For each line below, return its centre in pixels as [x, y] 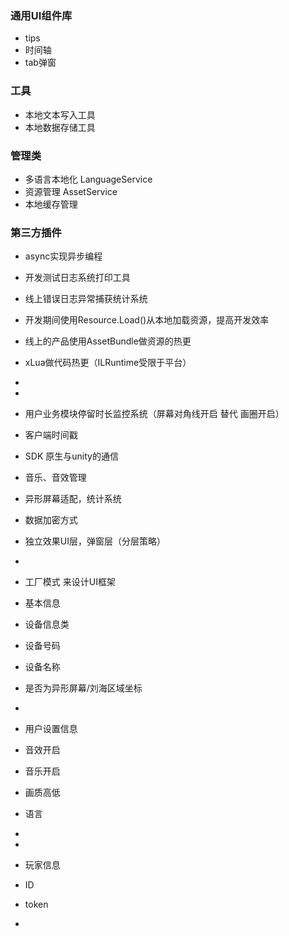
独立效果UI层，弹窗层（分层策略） [95, 541]
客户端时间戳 [51, 435]
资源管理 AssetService [71, 191]
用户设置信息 [51, 729]
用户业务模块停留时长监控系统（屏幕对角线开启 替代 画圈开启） [154, 414]
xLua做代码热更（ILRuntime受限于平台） [108, 363]
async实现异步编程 [63, 256]
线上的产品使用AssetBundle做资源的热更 [108, 341]
